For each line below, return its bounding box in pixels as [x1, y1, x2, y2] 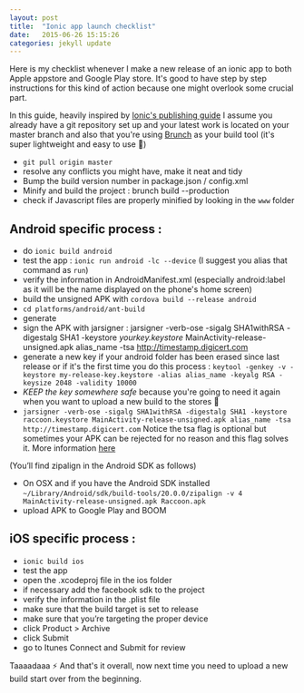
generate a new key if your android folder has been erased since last [22, 351, 279, 363]
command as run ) [22, 265, 89, 276]
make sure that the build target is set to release [22, 603, 200, 614]
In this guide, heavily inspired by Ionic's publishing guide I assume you [9, 110, 273, 121]
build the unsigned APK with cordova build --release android [22, 294, 257, 305]
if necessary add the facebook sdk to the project [22, 584, 206, 595]
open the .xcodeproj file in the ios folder [22, 574, 172, 585]
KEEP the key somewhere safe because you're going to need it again [22, 386, 281, 397]
